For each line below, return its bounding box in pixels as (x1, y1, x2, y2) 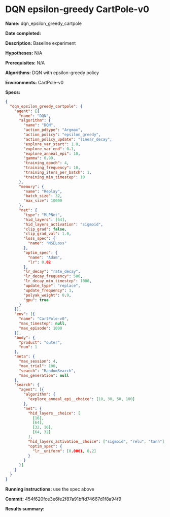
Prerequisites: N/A (5, 59, 45, 66)
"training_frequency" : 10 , (23, 165, 81, 171)
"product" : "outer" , (18, 340, 62, 345)
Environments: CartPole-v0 (5, 79, 64, 85)
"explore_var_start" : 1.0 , (23, 141, 81, 147)
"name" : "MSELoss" (27, 241, 67, 246)
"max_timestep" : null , (18, 321, 67, 326)
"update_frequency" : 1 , (23, 288, 74, 293)
